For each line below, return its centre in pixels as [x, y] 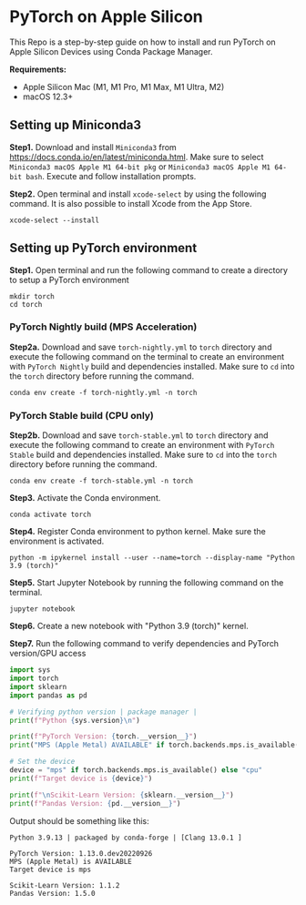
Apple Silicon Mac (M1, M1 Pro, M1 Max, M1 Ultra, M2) [123, 86]
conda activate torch [51, 515]
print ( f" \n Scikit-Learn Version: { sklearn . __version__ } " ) [122, 795]
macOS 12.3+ [48, 97]
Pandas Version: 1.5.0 [52, 893]
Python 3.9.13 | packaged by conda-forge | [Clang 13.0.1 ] [126, 838]
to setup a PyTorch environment [69, 280]
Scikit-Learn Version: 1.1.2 [65, 885]
